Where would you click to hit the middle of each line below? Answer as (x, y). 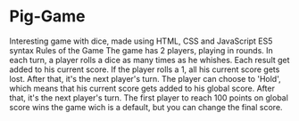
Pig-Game (48, 16)
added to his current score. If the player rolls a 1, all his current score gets (145, 69)
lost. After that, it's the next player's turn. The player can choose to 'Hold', (145, 78)
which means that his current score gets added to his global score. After (142, 88)
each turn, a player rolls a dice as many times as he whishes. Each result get (149, 60)
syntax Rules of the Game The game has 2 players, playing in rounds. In (141, 50)
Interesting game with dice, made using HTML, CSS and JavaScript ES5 (141, 41)
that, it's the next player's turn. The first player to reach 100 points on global (149, 97)
